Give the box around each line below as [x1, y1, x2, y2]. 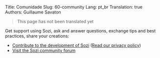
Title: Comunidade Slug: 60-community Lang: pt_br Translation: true [5, 4, 143, 10]
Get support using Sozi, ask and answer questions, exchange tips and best [5, 28, 156, 33]
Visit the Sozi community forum [12, 48, 76, 53]
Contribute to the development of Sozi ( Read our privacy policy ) [12, 43, 141, 48]
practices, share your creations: [5, 33, 69, 39]
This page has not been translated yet [17, 19, 94, 24]
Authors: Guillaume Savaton [5, 9, 61, 15]
